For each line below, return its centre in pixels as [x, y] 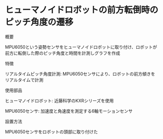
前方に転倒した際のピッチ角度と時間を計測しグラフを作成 [63, 53]
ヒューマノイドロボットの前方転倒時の [82, 10]
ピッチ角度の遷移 [39, 22]
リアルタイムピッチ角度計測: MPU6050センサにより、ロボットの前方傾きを [80, 74]
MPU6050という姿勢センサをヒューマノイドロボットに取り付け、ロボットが [81, 47]
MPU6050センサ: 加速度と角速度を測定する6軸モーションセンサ [69, 111]
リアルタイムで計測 [24, 80]
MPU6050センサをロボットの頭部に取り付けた [52, 132]
